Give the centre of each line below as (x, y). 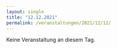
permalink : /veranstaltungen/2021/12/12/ (59, 23)
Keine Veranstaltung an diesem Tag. (51, 40)
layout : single (25, 12)
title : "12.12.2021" (32, 17)
